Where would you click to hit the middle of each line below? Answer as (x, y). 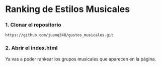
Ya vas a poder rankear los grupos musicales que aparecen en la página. (81, 59)
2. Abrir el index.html (31, 48)
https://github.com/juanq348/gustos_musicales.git (59, 35)
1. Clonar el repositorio (33, 25)
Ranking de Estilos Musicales (67, 9)
